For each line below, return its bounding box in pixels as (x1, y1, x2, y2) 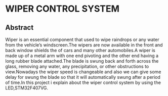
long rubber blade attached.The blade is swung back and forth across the (5, 58, 159, 64)
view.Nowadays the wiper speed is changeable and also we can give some (5, 69, 161, 75)
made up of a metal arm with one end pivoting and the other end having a (5, 53, 158, 59)
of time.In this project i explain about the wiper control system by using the (5, 79, 161, 85)
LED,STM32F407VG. (5, 85, 49, 91)
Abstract (5, 23, 34, 32)
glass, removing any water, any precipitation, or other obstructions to (5, 64, 149, 69)
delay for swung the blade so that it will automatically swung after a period (5, 74, 161, 80)
